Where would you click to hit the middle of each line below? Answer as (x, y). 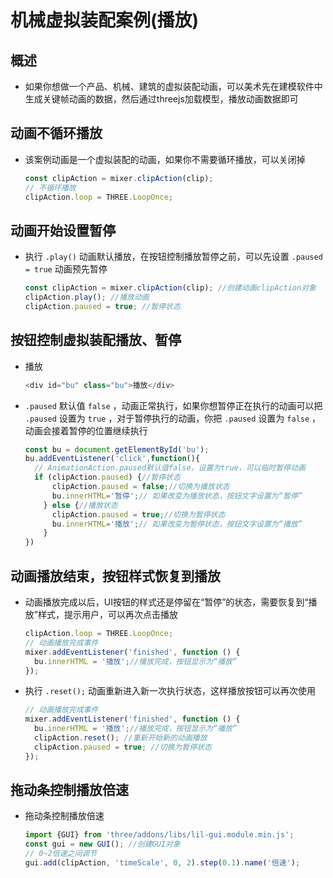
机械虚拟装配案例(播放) (105, 20)
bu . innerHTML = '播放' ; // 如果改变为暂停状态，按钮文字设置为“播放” (177, 524)
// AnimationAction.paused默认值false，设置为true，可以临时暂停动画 (170, 468)
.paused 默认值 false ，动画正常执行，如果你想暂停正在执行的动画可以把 (173, 405)
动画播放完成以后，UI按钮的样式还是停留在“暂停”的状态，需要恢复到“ (166, 602)
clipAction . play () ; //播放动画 (87, 297)
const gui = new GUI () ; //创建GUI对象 (102, 844)
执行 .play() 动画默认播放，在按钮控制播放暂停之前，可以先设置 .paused (173, 257)
